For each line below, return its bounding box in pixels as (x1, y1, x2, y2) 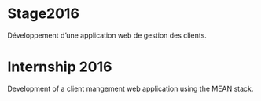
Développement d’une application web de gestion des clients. (7, 31, 208, 40)
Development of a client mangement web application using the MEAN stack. (7, 84, 254, 93)
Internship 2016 (7, 58, 112, 76)
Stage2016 (7, 5, 80, 23)
